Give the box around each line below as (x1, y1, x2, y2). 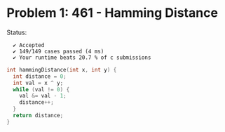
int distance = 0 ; (13, 72, 67, 80)
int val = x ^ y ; (13, 79, 64, 86)
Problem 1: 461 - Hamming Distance (6, 5, 219, 21)
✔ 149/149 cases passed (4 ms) (13, 48, 104, 55)
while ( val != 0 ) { (13, 86, 70, 93)
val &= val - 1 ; (19, 93, 67, 100)
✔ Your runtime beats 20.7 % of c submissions (13, 54, 151, 61)
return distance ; (13, 112, 64, 119)
